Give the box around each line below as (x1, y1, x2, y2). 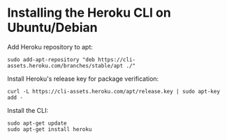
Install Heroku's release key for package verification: (7, 75, 159, 83)
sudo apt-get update (7, 120, 68, 127)
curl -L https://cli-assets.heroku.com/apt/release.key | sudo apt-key (7, 88, 220, 95)
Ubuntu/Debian (7, 20, 98, 36)
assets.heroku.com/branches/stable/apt (7, 62, 124, 69)
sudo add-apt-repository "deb (7, 56, 96, 63)
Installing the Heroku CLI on (7, 5, 171, 21)
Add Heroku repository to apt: (7, 42, 93, 51)
